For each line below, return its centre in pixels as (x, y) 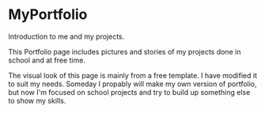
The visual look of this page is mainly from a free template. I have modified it (132, 75)
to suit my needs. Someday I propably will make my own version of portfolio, (132, 84)
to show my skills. (37, 100)
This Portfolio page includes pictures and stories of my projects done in (125, 51)
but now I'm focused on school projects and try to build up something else (129, 92)
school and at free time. (47, 60)
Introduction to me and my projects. (66, 36)
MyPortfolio (48, 15)
